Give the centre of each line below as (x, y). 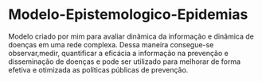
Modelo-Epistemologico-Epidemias (128, 15)
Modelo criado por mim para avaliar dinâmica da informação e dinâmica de (131, 36)
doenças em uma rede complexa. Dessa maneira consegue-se (111, 44)
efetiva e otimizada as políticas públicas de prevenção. (98, 69)
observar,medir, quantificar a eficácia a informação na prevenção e (118, 53)
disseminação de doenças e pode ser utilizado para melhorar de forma (125, 61)
